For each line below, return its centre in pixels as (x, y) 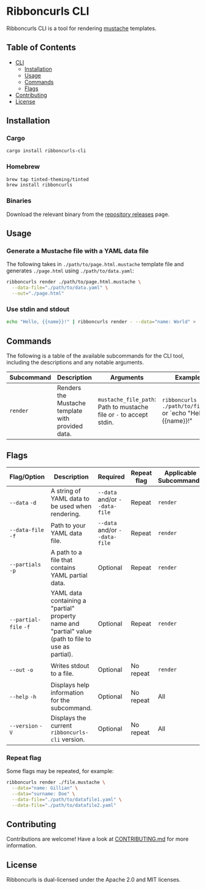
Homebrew (23, 167)
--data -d (23, 502)
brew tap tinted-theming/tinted (48, 179)
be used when (71, 506)
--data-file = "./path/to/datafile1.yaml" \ (67, 799)
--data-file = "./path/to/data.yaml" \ (60, 288)
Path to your (68, 525)
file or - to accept (123, 414)
